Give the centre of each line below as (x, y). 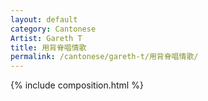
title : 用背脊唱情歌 (48, 47)
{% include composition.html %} (77, 85)
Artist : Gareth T (46, 38)
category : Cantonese (53, 29)
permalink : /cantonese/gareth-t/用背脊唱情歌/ (104, 57)
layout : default (44, 19)
